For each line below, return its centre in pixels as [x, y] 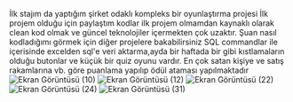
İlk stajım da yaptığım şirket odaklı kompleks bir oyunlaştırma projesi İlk [139, 14]
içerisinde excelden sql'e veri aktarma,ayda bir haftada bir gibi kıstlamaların [147, 51]
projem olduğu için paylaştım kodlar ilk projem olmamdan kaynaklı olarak [142, 23]
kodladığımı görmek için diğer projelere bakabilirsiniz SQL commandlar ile [143, 42]
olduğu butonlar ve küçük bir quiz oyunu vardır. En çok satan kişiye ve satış [146, 61]
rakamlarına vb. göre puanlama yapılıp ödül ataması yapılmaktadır [129, 70]
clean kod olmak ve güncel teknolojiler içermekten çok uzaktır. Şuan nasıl [143, 32]
